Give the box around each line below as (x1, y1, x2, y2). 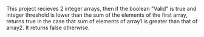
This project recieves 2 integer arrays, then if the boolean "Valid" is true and (6, 5, 197, 12)
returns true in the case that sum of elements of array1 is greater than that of (6, 18, 198, 24)
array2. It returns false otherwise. (6, 24, 90, 31)
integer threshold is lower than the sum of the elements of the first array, (6, 11, 188, 18)
